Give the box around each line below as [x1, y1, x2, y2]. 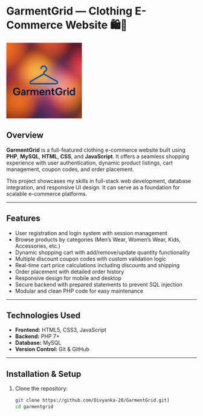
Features [6, 213, 40, 224]
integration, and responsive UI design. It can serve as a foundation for [6, 183, 180, 191]
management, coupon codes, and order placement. [6, 165, 134, 173]
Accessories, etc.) [14, 242, 60, 249]
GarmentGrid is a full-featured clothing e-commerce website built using [6, 146, 186, 154]
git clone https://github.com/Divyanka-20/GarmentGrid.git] [14, 397, 170, 403]
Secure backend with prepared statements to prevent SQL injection [14, 281, 183, 288]
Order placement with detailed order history [14, 268, 124, 275]
